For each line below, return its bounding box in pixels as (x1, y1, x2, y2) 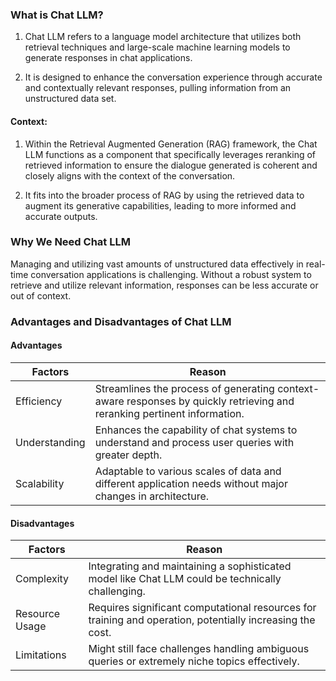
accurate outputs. (24, 210, 98, 222)
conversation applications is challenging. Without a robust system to (30, 268, 312, 280)
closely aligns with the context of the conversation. (24, 169, 236, 182)
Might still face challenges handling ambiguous (88, 642, 310, 656)
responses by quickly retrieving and (126, 394, 295, 408)
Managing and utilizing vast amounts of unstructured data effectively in (10, 258, 304, 270)
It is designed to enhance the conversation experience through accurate (24, 71, 323, 83)
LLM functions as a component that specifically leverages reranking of (24, 148, 317, 160)
